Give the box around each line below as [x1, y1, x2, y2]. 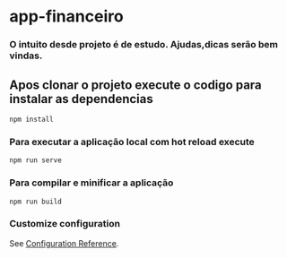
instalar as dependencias [9, 91, 154, 107]
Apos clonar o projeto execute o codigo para [9, 77, 262, 92]
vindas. [9, 49, 43, 62]
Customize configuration [9, 218, 121, 230]
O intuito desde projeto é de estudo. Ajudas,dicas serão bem [9, 39, 279, 51]
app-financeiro [9, 6, 124, 27]
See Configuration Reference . [9, 237, 119, 248]
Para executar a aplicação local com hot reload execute [9, 135, 256, 148]
